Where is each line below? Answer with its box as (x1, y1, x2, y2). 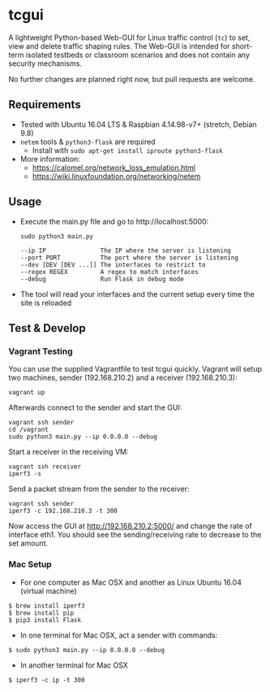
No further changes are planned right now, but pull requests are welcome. (8, 74, 255, 84)
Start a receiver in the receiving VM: (8, 447, 129, 457)
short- (231, 41, 253, 50)
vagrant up (8, 389, 45, 397)
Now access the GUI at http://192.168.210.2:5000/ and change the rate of (8, 521, 253, 531)
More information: (19, 154, 81, 163)
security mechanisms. (8, 59, 83, 68)
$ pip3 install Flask (8, 616, 82, 624)
